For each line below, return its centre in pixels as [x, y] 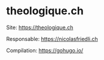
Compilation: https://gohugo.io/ [45, 50]
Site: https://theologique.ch [40, 27]
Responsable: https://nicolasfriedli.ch [52, 39]
